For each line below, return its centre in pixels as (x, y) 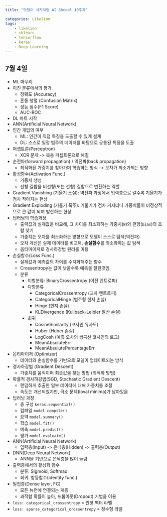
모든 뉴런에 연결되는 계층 (44, 490)
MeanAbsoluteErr (53, 342)
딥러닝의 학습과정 (29, 218)
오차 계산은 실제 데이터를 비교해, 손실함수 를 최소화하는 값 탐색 (80, 243)
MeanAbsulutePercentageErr (65, 348)
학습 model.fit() (37, 423)
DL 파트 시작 (25, 118)
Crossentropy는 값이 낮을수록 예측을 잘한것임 (65, 268)
